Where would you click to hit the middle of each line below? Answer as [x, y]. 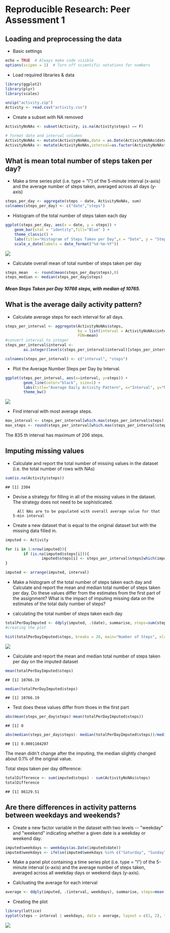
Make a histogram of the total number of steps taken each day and [82, 582]
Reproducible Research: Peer [68, 9]
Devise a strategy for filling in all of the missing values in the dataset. [84, 496]
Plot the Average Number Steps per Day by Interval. [66, 368]
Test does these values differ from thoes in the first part [71, 707]
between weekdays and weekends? [63, 815]
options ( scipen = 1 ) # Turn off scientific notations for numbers [78, 65]
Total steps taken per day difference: [44, 769]
